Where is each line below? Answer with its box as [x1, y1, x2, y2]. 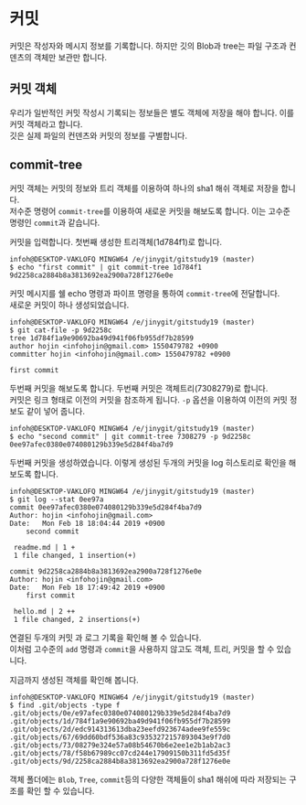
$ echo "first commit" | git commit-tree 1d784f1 [9, 263, 203, 272]
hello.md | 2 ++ [13, 606, 76, 616]
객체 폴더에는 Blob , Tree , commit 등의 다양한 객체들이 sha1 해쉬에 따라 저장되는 [9, 774, 288, 785]
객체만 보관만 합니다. [33, 51, 108, 62]
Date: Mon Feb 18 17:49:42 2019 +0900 [9, 583, 166, 592]
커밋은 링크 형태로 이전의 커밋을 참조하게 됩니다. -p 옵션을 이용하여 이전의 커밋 [9, 394, 288, 405]
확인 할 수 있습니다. [26, 785, 95, 796]
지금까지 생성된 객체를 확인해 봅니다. [9, 674, 139, 685]
